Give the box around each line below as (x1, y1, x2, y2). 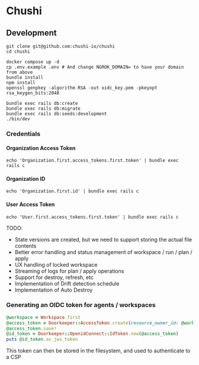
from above (6, 69, 33, 75)
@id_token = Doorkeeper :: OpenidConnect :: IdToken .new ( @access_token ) (6, 331, 179, 337)
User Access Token (6, 200, 55, 208)
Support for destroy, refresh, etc (14, 274, 94, 281)
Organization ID (6, 175, 46, 182)
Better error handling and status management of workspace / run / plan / (14, 248, 192, 255)
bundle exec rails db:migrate (6, 105, 81, 111)
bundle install (6, 75, 44, 81)
